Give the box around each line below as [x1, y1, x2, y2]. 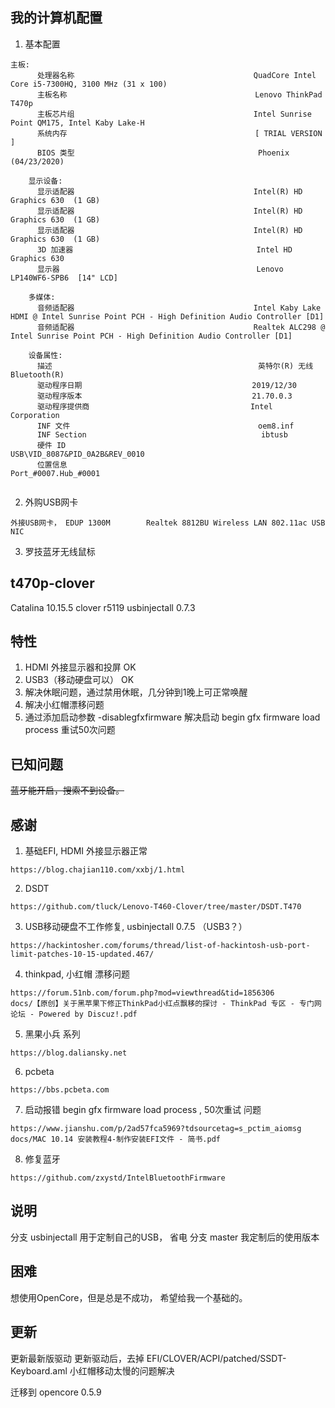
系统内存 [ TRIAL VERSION [36, 128, 323, 138]
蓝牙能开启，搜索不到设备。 [10, 784, 125, 797]
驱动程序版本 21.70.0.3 [36, 391, 293, 401]
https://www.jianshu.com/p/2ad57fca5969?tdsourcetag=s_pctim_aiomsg [10, 1124, 302, 1134]
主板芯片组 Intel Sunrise [36, 109, 312, 119]
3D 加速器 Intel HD [36, 244, 293, 255]
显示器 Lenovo [36, 264, 284, 274]
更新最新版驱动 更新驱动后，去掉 [10, 1352, 145, 1364]
